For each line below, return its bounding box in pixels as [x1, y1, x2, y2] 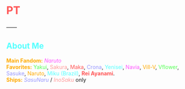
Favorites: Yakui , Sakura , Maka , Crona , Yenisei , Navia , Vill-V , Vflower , [6, 63, 179, 70]
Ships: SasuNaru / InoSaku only [6, 76, 86, 83]
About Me [6, 41, 44, 51]
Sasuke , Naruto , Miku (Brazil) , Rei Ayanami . [6, 70, 115, 77]
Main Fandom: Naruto [6, 57, 62, 64]
